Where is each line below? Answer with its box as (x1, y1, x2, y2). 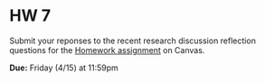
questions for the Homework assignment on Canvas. (9, 44, 205, 55)
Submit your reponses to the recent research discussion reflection (9, 35, 256, 46)
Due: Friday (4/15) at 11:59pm (9, 62, 119, 73)
